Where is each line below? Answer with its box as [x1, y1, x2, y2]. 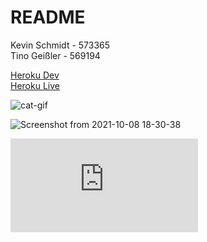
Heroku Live [10, 79, 60, 91]
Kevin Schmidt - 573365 [10, 39, 111, 51]
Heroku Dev [10, 69, 60, 81]
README [10, 6, 86, 29]
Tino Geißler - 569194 [10, 49, 101, 61]
